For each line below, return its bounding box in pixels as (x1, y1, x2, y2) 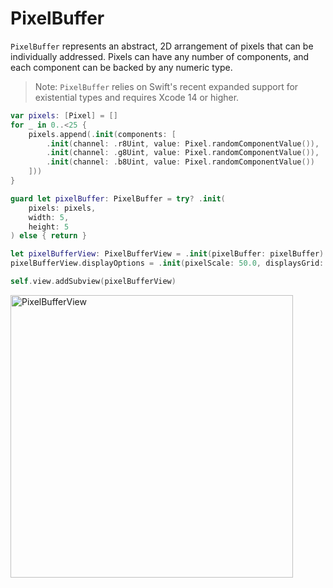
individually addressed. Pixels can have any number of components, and (10, 50, 310, 62)
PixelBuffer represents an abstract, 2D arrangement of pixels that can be (10, 40, 314, 52)
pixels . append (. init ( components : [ (28, 129, 177, 139)
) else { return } (10, 231, 87, 241)
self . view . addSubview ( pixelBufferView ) (10, 277, 177, 287)
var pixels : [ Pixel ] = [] (10, 110, 118, 121)
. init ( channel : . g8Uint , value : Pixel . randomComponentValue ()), (46, 148, 320, 158)
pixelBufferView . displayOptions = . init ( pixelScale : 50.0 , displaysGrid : (10, 258, 325, 269)
